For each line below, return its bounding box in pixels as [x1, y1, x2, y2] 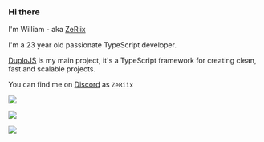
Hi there [8, 6, 40, 18]
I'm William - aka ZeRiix [8, 25, 86, 34]
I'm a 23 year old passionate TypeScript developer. [8, 40, 177, 50]
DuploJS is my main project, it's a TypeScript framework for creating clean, [8, 55, 257, 66]
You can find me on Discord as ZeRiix [8, 79, 134, 90]
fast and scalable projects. [8, 64, 96, 74]
